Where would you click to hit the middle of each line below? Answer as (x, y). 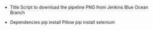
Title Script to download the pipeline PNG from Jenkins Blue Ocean (79, 7)
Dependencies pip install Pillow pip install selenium (62, 22)
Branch (17, 12)
